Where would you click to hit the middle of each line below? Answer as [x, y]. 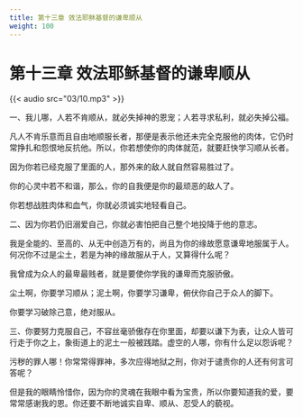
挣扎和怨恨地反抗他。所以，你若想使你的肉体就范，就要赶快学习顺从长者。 [155, 148]
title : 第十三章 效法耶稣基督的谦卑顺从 [76, 18]
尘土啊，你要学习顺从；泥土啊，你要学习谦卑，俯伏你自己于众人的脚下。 [143, 293]
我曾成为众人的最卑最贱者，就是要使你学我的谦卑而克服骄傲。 [124, 274]
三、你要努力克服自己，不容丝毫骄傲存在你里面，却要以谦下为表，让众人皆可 [151, 331]
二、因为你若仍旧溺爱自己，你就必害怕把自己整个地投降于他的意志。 [136, 224]
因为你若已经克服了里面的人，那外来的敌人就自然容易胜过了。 [124, 167]
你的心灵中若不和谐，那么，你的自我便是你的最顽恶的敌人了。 [124, 186]
